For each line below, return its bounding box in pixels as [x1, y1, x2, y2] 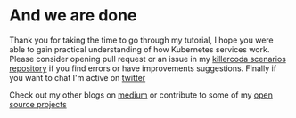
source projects [9, 98, 67, 109]
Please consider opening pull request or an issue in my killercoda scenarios [9, 53, 287, 64]
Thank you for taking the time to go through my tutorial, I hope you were [9, 35, 274, 45]
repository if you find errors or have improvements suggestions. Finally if [9, 63, 277, 74]
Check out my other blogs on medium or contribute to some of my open [9, 90, 274, 100]
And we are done [9, 5, 137, 26]
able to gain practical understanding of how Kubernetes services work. [9, 43, 270, 54]
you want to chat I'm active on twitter [9, 72, 146, 83]
